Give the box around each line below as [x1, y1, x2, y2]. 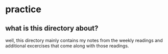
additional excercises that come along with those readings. [5, 43, 129, 49]
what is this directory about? [5, 24, 99, 33]
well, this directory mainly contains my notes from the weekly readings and [5, 37, 163, 43]
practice [5, 4, 42, 15]
